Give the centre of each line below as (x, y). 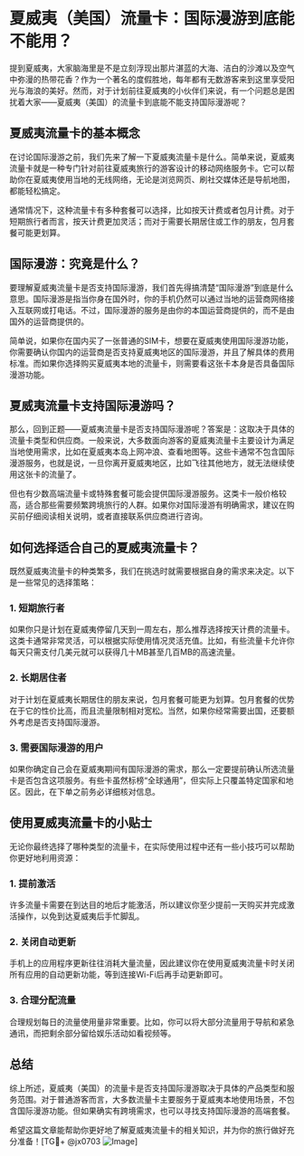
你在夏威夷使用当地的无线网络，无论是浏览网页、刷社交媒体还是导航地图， (156, 179)
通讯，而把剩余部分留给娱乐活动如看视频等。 (93, 1033)
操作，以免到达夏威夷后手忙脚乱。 (81, 916)
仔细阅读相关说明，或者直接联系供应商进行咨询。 (116, 516)
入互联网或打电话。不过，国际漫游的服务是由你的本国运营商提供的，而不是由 (152, 310)
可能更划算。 (41, 233)
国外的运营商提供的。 (49, 321)
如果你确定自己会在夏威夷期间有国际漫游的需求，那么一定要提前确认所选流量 (152, 769)
